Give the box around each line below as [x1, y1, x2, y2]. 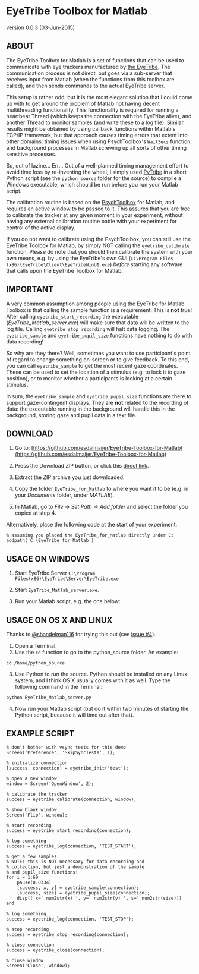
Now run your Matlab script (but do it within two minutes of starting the [14, 705, 189, 712]
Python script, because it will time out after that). [14, 711, 134, 718]
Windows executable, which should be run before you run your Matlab [6, 181, 178, 188]
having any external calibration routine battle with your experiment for [6, 218, 177, 225]
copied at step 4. [14, 509, 56, 516]
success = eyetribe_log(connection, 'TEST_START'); [6, 843, 137, 849]
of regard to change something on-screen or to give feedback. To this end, [6, 355, 189, 363]
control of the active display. [6, 224, 76, 231]
